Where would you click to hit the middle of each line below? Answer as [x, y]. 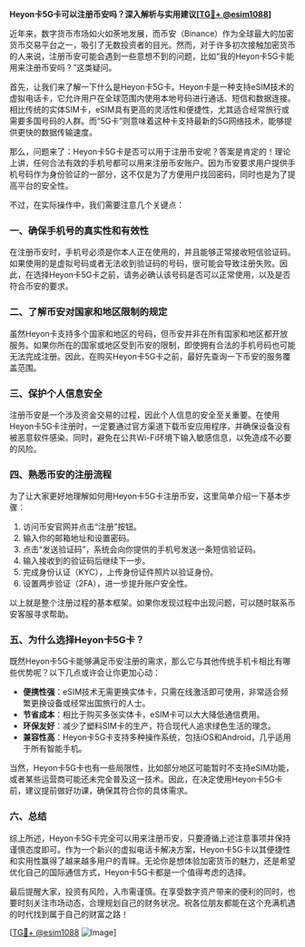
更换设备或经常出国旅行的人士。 [90, 704]
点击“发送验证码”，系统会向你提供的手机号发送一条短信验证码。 [142, 549]
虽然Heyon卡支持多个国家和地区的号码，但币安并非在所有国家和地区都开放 [149, 333]
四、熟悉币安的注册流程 [60, 474]
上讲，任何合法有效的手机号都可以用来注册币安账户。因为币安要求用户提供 [148, 163]
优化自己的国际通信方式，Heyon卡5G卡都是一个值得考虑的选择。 [130, 872]
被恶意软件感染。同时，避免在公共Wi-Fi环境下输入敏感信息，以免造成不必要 [151, 437]
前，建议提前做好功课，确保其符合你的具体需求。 [101, 791]
